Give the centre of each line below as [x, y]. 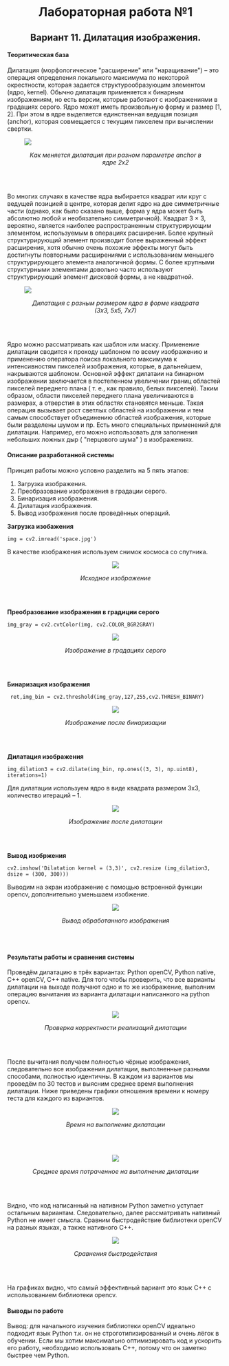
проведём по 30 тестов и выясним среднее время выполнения [100, 1084]
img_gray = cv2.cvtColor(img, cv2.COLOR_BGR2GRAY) [81, 624]
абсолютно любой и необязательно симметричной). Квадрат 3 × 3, [107, 218]
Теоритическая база [38, 55]
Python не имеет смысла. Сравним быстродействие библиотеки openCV [115, 1220]
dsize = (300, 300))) [38, 874]
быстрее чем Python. [38, 1355]
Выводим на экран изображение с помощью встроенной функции [105, 887]
